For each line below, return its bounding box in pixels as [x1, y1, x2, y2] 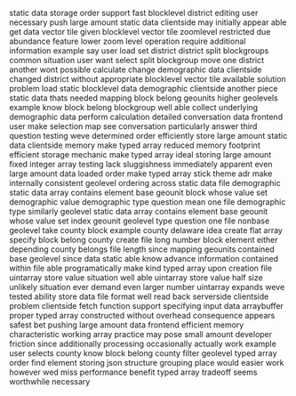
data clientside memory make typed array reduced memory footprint [9, 140, 260, 150]
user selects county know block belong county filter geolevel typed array [9, 348, 277, 359]
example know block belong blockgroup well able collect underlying [9, 102, 259, 112]
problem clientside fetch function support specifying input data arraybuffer [9, 301, 284, 311]
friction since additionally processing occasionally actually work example [9, 338, 277, 349]
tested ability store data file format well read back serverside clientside [9, 291, 269, 302]
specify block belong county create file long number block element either [9, 235, 278, 245]
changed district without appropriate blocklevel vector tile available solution [9, 74, 286, 84]
